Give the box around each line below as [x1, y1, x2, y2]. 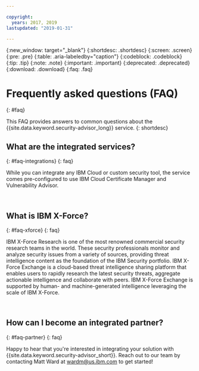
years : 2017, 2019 [11, 19, 58, 26]
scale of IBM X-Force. [6, 289, 60, 296]
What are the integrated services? [6, 142, 136, 152]
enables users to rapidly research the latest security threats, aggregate [6, 269, 181, 277]
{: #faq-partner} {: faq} [6, 333, 63, 341]
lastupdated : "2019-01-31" [6, 25, 73, 31]
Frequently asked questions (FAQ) [6, 87, 179, 100]
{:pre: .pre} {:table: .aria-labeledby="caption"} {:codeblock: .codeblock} [6, 53, 183, 60]
